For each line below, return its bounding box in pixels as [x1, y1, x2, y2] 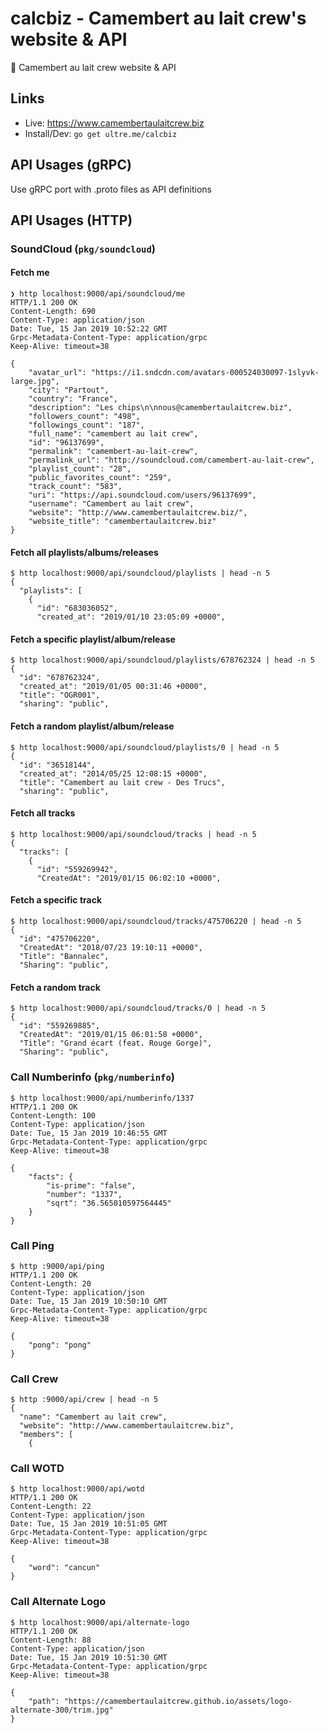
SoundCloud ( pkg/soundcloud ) [10, 242, 156, 256]
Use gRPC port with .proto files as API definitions [10, 183, 212, 195]
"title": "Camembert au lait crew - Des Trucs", [19, 777, 226, 787]
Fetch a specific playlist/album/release [10, 633, 176, 645]
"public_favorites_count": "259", [28, 473, 172, 483]
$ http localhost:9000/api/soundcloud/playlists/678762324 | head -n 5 [10, 655, 315, 666]
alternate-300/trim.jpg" [10, 1705, 114, 1715]
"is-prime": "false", [46, 1180, 137, 1191]
